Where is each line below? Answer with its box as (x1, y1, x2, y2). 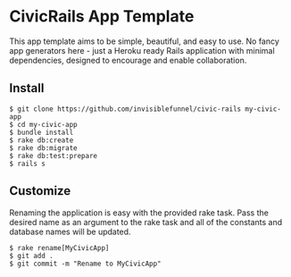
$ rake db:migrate (9, 143, 78, 153)
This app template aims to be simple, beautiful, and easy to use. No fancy (9, 36, 279, 46)
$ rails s (9, 159, 46, 168)
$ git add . (9, 251, 54, 260)
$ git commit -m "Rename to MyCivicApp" (9, 259, 162, 268)
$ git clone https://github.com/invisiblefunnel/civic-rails (9, 105, 242, 113)
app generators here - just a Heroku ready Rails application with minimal (9, 45, 275, 55)
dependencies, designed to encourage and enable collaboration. (9, 55, 247, 65)
